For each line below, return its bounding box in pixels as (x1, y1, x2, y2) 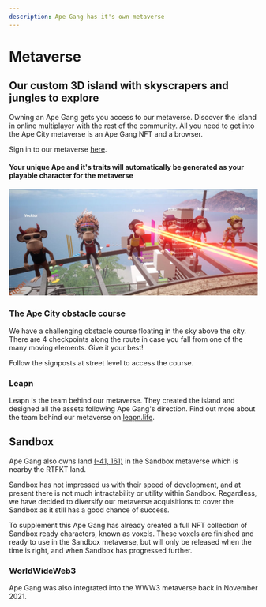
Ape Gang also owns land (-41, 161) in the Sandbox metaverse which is (9, 456, 239, 466)
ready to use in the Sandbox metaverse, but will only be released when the (9, 537, 252, 546)
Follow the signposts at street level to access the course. (9, 358, 194, 367)
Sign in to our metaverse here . (9, 144, 107, 154)
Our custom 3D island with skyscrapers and (9, 79, 229, 92)
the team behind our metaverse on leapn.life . (9, 412, 155, 422)
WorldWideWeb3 (9, 565, 77, 576)
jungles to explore (9, 92, 99, 105)
